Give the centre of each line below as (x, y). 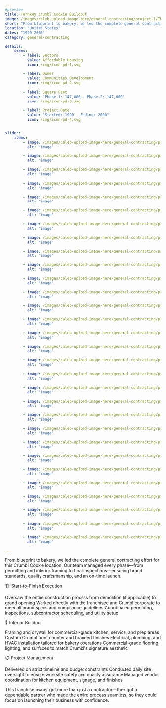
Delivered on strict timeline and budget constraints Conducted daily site (78, 669)
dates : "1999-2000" (25, 33)
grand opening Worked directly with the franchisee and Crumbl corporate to (83, 603)
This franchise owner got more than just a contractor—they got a (71, 689)
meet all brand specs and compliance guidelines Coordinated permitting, (79, 608)
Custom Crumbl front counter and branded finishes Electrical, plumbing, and (83, 637)
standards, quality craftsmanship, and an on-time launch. (63, 576)
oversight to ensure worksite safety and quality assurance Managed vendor (82, 675)
